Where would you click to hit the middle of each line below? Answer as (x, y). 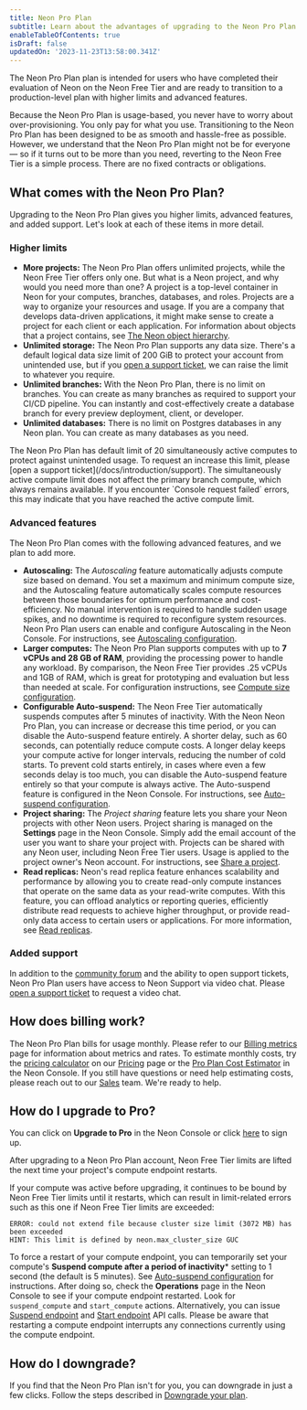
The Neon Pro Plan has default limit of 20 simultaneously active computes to (153, 451)
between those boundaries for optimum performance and (131, 599)
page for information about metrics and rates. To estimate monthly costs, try (153, 1053)
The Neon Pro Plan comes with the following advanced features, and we (145, 543)
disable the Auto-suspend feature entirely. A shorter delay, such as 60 (155, 735)
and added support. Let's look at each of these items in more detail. (137, 224)
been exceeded (37, 1232)
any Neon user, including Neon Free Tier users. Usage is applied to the (156, 852)
